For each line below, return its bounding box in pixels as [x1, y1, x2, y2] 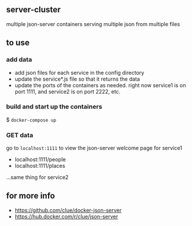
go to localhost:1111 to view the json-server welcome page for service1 [6, 145, 183, 152]
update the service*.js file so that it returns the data [14, 75, 140, 82]
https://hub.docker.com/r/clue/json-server [14, 213, 119, 220]
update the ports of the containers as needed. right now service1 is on [14, 81, 186, 88]
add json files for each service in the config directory [14, 69, 145, 76]
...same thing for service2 [6, 174, 69, 181]
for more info [6, 191, 55, 201]
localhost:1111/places [14, 163, 65, 170]
